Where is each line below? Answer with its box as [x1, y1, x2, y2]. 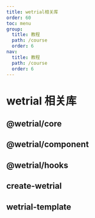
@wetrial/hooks [6, 160, 69, 170]
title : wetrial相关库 [6, 9, 58, 15]
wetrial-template [6, 202, 72, 212]
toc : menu [6, 20, 32, 26]
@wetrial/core [6, 118, 62, 129]
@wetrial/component [6, 139, 90, 150]
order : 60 [6, 15, 32, 21]
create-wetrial [6, 181, 62, 191]
